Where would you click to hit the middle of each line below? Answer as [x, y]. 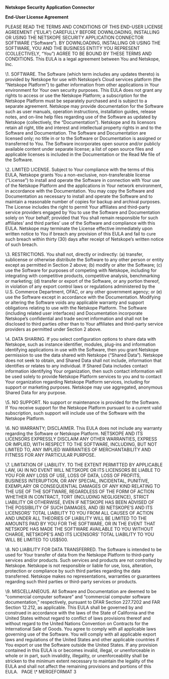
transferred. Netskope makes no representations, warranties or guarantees [83, 576]
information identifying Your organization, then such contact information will [84, 371]
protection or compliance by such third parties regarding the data [73, 571]
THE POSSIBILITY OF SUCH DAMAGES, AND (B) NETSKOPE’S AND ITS [79, 508]
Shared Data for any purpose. [36, 392]
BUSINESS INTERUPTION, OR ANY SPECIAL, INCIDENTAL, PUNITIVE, [77, 481]
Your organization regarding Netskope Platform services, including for [78, 382]
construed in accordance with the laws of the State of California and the [80, 613]
